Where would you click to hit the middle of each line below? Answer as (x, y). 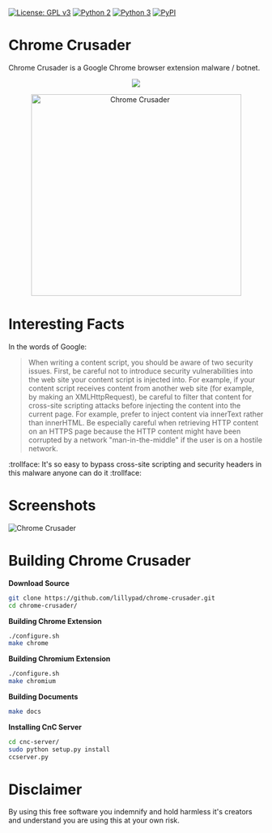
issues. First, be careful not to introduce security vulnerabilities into (140, 371)
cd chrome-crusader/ (43, 605)
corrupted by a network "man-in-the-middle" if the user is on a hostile (145, 440)
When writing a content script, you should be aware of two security (140, 362)
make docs (25, 711)
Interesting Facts (67, 325)
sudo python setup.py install (59, 750)
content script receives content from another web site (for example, (141, 388)
